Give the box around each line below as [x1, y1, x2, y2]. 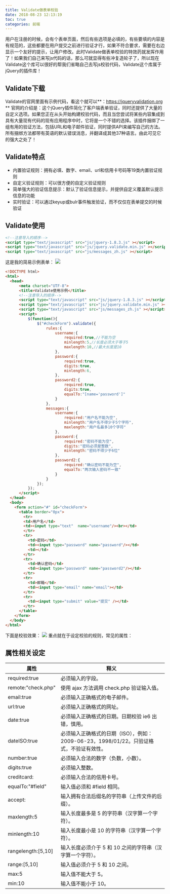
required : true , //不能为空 [64, 335, 116, 340]
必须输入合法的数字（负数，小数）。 [60, 755, 145, 762]
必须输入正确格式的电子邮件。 [60, 694, 132, 701]
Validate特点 [5, 153, 46, 161]
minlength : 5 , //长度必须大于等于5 [64, 340, 129, 345]
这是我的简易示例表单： [5, 259, 54, 265]
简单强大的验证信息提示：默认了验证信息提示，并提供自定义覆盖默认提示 [12, 186, 163, 192]
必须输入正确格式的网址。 [60, 703, 122, 710]
